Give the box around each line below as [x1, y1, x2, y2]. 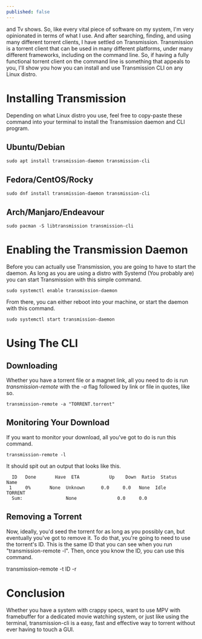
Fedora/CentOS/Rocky [6, 174, 94, 185]
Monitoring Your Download [6, 418, 110, 428]
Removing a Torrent [6, 512, 82, 522]
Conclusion [6, 586, 65, 600]
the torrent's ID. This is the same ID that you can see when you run [6, 540, 172, 548]
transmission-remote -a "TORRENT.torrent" [6, 401, 115, 407]
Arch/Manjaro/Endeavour [6, 207, 105, 217]
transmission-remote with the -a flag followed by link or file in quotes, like [6, 382, 191, 390]
